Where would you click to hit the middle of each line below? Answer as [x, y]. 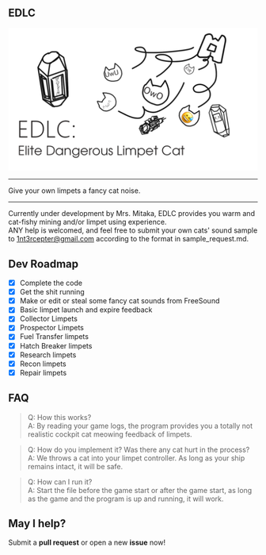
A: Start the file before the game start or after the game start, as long [140, 490]
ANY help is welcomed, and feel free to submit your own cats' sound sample [133, 230]
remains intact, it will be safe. [75, 466]
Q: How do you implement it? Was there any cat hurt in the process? [139, 449]
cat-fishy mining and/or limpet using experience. [87, 222]
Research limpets [48, 355]
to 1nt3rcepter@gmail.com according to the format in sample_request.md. [129, 239]
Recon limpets [43, 364]
